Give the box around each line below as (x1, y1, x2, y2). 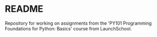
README (5, 3, 44, 15)
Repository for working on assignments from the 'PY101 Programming (5, 20, 152, 26)
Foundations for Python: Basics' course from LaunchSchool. (5, 25, 132, 31)
